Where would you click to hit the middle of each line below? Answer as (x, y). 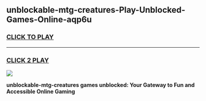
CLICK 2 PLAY (28, 60)
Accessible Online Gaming (41, 91)
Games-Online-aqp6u (49, 20)
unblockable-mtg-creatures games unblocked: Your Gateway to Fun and (101, 84)
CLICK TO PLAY (30, 37)
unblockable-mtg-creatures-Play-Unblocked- (96, 10)
